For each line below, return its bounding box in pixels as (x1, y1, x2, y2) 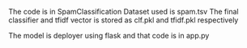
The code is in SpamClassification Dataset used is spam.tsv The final (8, 7, 239, 16)
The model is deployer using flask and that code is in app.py (8, 31, 210, 40)
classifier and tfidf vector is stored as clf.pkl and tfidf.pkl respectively (8, 15, 239, 25)
